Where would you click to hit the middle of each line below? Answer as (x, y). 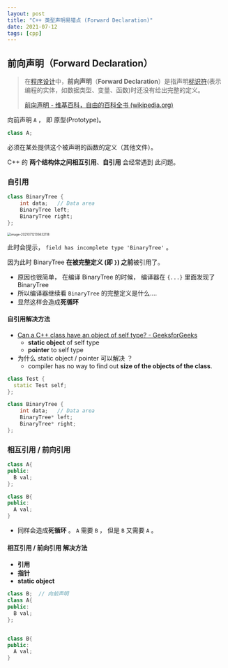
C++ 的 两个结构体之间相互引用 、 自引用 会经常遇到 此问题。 (93, 162)
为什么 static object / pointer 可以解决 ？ (75, 358)
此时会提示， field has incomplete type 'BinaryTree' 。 (90, 247)
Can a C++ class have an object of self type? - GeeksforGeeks (107, 335)
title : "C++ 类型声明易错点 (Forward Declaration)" (80, 20)
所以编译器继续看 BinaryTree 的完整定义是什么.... (87, 293)
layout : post (26, 14)
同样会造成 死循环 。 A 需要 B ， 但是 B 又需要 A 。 (87, 530)
